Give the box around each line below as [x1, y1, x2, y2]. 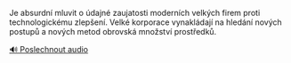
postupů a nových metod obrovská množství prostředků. [9, 27, 217, 36]
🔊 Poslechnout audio [9, 44, 89, 54]
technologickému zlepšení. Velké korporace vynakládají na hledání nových [9, 17, 282, 28]
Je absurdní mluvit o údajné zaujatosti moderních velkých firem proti [9, 8, 261, 18]
